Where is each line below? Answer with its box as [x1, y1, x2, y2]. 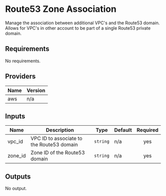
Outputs [5, 172, 31, 181]
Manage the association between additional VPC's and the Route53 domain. [5, 20, 160, 26]
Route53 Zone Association [5, 3, 117, 15]
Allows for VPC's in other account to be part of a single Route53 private [5, 25, 151, 31]
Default [114, 127, 132, 134]
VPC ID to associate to [30, 135, 83, 142]
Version [26, 87, 45, 94]
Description [46, 127, 74, 134]
